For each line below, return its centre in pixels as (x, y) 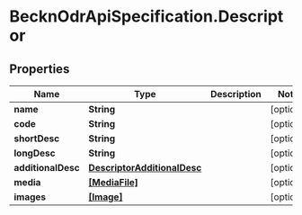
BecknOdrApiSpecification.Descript (147, 17)
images (30, 197)
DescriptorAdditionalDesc (145, 168)
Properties (40, 69)
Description (236, 94)
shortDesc (37, 139)
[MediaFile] (114, 182)
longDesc (35, 153)
